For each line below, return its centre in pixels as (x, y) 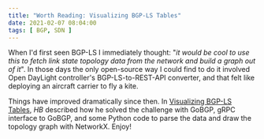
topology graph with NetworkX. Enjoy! (70, 126)
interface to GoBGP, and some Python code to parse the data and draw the (130, 118)
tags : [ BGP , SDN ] (40, 30)
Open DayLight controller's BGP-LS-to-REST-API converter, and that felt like (131, 78)
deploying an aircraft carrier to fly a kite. (73, 86)
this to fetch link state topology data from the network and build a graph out (132, 61)
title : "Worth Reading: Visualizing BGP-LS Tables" (95, 15)
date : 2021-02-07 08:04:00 (52, 23)
